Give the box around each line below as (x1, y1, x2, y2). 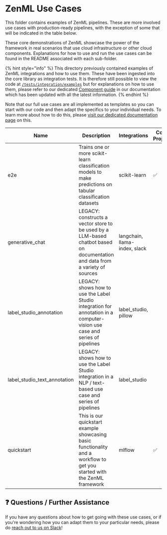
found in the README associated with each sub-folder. (5, 55, 118, 61)
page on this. (5, 117, 32, 123)
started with (79, 468, 107, 475)
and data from (79, 257, 112, 264)
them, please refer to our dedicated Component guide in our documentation (5, 86, 161, 92)
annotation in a (79, 309, 113, 316)
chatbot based (79, 238, 113, 245)
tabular (79, 187, 95, 194)
